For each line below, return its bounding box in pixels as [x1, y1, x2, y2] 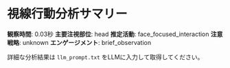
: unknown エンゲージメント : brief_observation [19, 38, 152, 46]
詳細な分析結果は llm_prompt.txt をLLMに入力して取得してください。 [7, 52, 204, 61]
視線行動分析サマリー [7, 6, 128, 22]
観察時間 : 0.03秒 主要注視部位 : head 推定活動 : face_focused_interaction [7, 30, 209, 38]
